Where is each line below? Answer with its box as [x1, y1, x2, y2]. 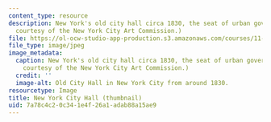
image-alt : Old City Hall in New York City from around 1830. [15, 79, 229, 87]
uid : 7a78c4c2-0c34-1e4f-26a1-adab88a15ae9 [8, 101, 157, 109]
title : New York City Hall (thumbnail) [8, 94, 143, 102]
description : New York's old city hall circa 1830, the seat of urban [8, 19, 251, 27]
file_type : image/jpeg [8, 42, 85, 50]
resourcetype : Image [8, 86, 78, 95]
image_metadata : [8, 49, 63, 57]
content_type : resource [8, 11, 89, 20]
